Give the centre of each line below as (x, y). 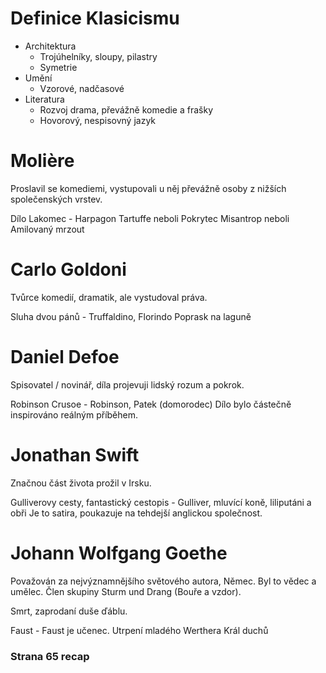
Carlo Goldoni (68, 269)
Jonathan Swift (75, 454)
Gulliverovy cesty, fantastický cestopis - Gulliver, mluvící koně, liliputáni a (161, 502)
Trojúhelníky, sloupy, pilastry (98, 56)
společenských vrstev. (56, 199)
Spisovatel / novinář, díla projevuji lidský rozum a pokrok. (127, 384)
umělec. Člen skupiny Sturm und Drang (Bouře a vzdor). (126, 591)
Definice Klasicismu (95, 18)
